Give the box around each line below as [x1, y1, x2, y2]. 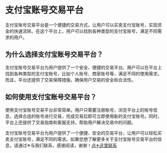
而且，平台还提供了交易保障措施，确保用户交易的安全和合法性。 [5, 76, 136, 82]
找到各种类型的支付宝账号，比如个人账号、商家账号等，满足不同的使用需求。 [5, 71, 162, 76]
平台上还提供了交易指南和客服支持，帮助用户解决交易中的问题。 [5, 119, 136, 125]
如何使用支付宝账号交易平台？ [5, 93, 97, 101]
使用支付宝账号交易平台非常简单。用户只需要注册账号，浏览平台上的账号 [5, 107, 153, 113]
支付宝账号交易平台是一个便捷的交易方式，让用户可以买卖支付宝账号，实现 [5, 22, 158, 28]
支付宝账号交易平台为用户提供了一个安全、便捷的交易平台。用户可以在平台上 [5, 64, 162, 70]
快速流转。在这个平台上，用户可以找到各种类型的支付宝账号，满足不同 [13, 28, 158, 34]
